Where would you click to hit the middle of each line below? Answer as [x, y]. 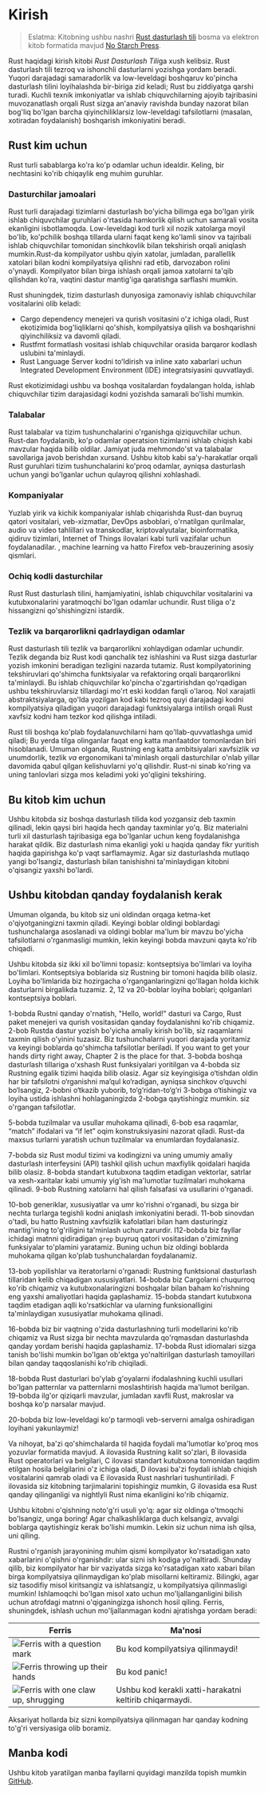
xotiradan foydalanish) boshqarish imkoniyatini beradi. [97, 120]
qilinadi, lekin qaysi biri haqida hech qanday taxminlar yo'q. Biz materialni [128, 828]
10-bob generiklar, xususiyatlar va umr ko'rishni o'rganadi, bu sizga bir [124, 1204]
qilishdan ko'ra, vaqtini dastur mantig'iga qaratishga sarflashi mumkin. [123, 280]
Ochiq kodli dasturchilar [56, 576]
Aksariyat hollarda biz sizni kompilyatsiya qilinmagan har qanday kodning [128, 1719]
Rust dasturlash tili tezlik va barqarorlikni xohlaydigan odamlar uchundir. [126, 649]
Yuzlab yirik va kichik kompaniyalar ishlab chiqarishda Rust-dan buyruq [126, 513]
